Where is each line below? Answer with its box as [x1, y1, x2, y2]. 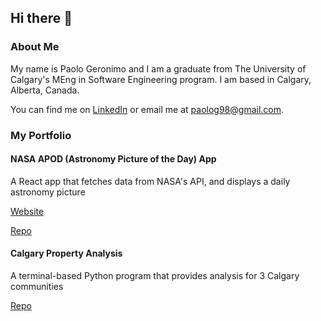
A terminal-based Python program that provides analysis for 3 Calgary [10, 270, 300, 282]
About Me [10, 40, 60, 54]
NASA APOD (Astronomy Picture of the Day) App [10, 153, 217, 165]
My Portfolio [10, 128, 72, 142]
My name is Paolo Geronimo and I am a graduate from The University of [10, 62, 307, 75]
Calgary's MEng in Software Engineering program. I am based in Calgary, [10, 73, 312, 85]
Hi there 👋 [10, 10, 73, 27]
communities [10, 281, 64, 293]
